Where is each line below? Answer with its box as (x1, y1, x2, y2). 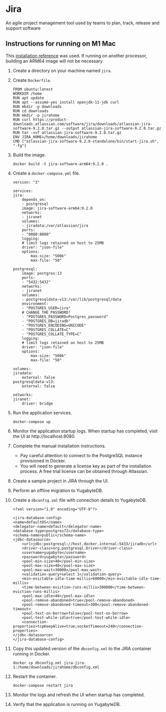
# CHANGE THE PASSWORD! (22, 310, 71, 315)
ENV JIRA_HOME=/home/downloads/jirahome (12, 134, 97, 139)
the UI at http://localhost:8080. (12, 433, 76, 439)
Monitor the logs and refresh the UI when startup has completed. (12, 692, 145, 698)
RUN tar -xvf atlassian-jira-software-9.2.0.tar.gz (12, 130, 122, 135)
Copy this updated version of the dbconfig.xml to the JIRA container (12, 646, 152, 652)
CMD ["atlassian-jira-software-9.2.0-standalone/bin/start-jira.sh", (12, 139, 160, 144)
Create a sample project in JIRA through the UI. (12, 477, 109, 484)
